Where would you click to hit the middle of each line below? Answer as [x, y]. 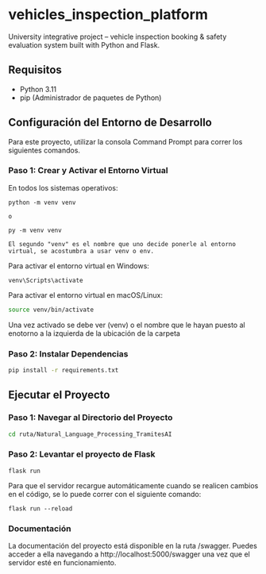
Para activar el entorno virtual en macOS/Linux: [85, 295]
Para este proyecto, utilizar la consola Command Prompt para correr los [125, 141]
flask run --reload [40, 509]
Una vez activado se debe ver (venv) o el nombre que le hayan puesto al [127, 325]
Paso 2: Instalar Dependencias [68, 353]
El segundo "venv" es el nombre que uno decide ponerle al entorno [122, 244]
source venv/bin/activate [51, 310]
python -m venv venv [42, 202]
